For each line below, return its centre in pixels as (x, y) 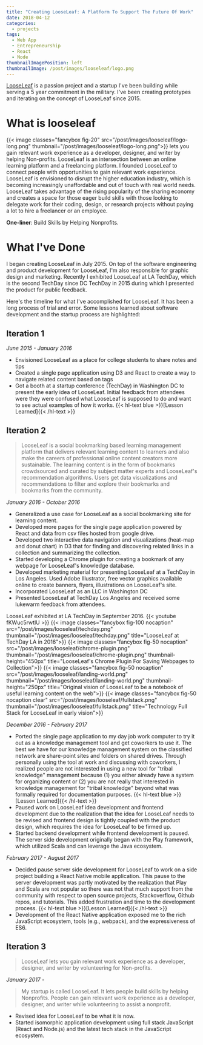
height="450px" (26, 661)
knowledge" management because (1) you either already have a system (104, 775)
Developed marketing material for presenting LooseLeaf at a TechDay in (105, 572)
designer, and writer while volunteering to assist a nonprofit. (96, 1004)
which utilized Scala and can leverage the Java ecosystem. (89, 846)
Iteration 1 (25, 334)
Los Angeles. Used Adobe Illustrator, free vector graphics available (98, 578)
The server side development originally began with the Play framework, (104, 839)
